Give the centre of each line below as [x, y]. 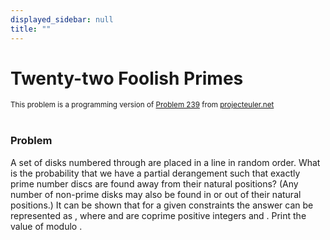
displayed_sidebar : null [62, 19]
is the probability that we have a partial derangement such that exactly [155, 173]
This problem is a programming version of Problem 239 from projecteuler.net [142, 105]
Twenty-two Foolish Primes [127, 78]
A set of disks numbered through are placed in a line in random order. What [165, 162]
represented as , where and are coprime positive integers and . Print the [158, 215]
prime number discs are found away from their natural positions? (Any [154, 183]
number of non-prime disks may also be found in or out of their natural [156, 194]
